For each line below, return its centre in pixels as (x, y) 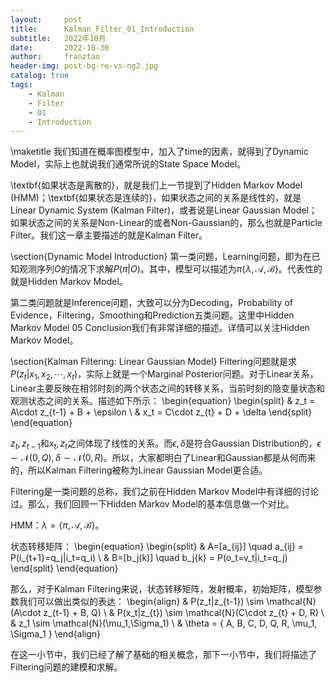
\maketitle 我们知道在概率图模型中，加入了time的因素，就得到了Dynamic (159, 152)
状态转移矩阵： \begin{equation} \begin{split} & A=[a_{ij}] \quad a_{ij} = (157, 546)
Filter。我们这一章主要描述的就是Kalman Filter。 (109, 235)
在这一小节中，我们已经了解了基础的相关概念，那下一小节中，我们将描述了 (163, 654)
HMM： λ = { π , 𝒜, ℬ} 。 (57, 525)
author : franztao (55, 57)
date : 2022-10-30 (60, 47)
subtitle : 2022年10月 (58, 38)
